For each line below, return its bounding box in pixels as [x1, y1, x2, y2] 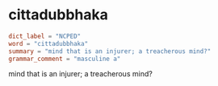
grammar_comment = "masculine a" [8, 55, 121, 63]
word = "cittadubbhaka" [8, 39, 89, 47]
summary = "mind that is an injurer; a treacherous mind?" [8, 47, 212, 55]
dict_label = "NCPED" [8, 32, 82, 40]
